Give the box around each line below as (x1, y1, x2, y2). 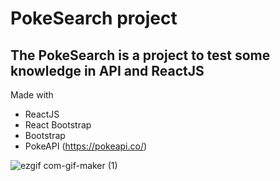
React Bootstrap (24, 119, 92, 131)
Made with (10, 89, 54, 101)
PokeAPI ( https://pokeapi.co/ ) (24, 140, 148, 152)
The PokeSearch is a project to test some (10, 47, 271, 64)
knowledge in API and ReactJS (10, 62, 205, 79)
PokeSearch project (10, 7, 178, 30)
